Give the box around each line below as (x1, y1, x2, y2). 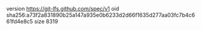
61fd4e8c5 (6, 18, 33, 25)
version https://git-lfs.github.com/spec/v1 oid (6, 5, 120, 12)
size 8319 (34, 18, 58, 25)
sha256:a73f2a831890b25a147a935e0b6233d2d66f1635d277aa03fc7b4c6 (6, 11, 196, 19)
